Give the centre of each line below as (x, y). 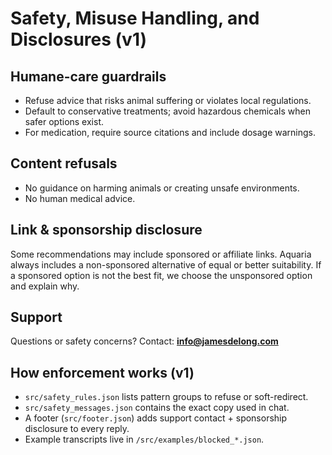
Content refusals (64, 163)
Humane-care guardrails (88, 76)
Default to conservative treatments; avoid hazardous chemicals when (167, 111)
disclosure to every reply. (77, 429)
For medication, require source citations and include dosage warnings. (170, 132)
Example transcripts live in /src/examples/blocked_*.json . (144, 439)
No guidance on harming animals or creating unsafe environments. (162, 188)
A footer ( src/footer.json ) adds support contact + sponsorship (156, 418)
